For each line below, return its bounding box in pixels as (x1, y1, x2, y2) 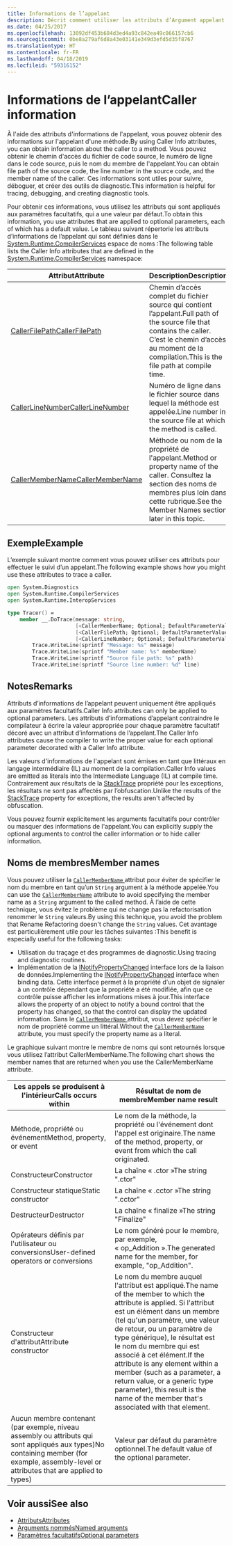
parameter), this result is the (114, 1385, 207, 1394)
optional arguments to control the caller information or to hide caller (7, 829, 200, 838)
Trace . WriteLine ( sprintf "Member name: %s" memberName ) (32, 648, 197, 655)
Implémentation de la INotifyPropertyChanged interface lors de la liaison (17, 963, 224, 971)
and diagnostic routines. (17, 955, 87, 964)
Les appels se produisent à (13, 1081, 105, 1091)
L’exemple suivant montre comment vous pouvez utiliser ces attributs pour (7, 556, 221, 564)
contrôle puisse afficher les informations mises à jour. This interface (17, 992, 210, 1001)
